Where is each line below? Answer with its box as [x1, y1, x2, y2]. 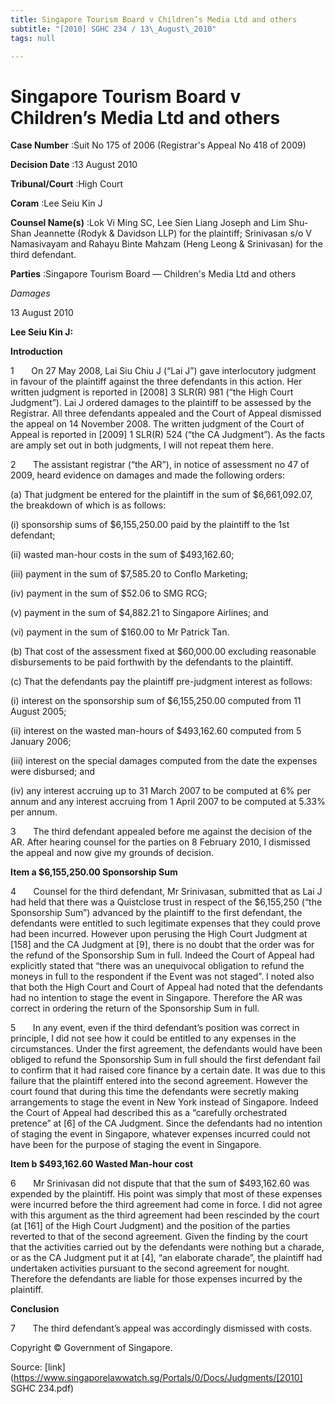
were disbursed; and [10, 766, 95, 778]
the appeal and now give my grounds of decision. [10, 847, 215, 859]
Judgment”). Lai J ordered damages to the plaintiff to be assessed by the [10, 397, 312, 409]
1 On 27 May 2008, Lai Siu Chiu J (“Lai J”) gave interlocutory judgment [10, 365, 317, 377]
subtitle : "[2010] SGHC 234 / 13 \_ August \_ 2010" [10, 24, 217, 34]
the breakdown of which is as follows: [10, 499, 167, 511]
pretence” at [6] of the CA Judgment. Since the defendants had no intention [10, 1117, 323, 1130]
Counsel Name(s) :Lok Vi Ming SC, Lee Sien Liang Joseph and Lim [10, 217, 287, 229]
